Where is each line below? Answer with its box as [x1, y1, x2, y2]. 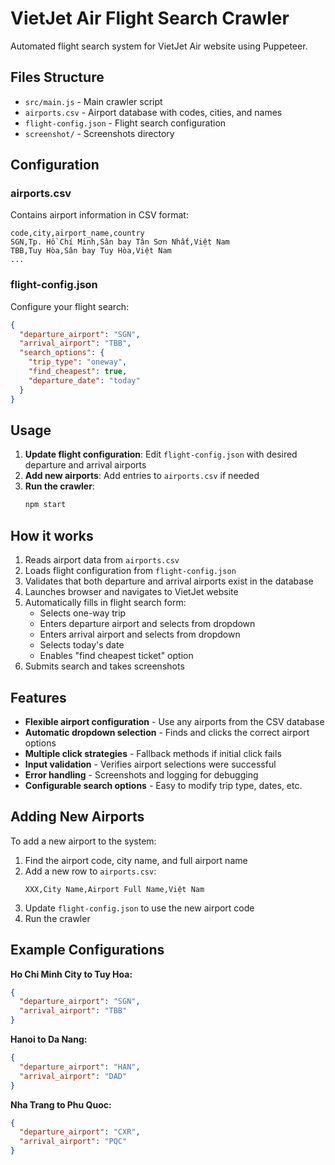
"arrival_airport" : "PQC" [19, 1137, 128, 1147]
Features [10, 689, 67, 706]
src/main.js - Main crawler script [24, 95, 163, 107]
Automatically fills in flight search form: [24, 597, 187, 609]
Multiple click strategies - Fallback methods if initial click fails [24, 747, 282, 759]
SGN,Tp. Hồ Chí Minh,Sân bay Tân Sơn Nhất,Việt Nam [10, 237, 230, 247]
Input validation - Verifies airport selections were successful [24, 758, 277, 770]
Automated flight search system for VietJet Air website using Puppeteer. [10, 40, 308, 52]
